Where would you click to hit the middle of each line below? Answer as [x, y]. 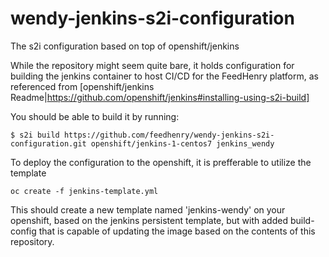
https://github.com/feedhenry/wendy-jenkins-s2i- [169, 135]
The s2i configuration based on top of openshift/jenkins [125, 46]
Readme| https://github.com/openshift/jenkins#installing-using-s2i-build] [160, 97]
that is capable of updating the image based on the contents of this [177, 231]
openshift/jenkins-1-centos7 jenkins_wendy [182, 143]
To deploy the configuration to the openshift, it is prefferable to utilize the [161, 162]
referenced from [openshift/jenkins [82, 86]
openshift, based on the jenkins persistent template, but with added [149, 220]
